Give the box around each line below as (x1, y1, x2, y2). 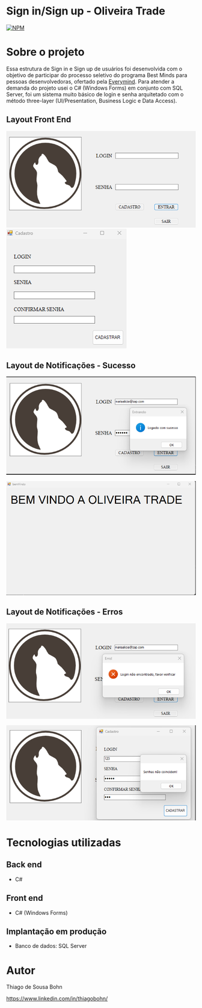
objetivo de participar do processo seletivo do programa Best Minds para (6, 71, 188, 79)
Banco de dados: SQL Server (14, 942, 87, 950)
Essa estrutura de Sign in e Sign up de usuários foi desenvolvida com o (6, 65, 183, 72)
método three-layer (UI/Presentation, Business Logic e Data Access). (6, 97, 177, 104)
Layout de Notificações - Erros (6, 607, 123, 617)
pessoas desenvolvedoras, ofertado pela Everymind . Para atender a (6, 78, 174, 85)
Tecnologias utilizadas (6, 835, 121, 849)
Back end (6, 859, 42, 870)
